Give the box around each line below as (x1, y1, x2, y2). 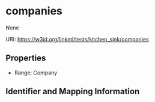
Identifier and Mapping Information (5, 86, 140, 97)
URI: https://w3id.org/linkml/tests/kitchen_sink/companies (5, 35, 150, 43)
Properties (5, 53, 46, 64)
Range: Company (14, 69, 58, 76)
